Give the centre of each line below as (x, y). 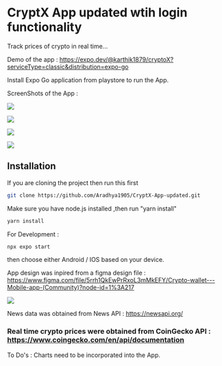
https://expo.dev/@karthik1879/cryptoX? (116, 59)
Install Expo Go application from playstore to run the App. (88, 80)
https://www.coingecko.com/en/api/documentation (96, 340)
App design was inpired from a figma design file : (76, 273)
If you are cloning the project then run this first (73, 182)
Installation (32, 166)
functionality (45, 27)
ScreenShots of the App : (43, 93)
